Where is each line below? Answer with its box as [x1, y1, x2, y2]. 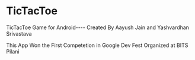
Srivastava [6, 30, 32, 37]
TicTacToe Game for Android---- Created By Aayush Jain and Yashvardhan [6, 24, 190, 31]
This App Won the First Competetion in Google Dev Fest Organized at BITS [6, 42, 188, 49]
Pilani [6, 48, 20, 55]
